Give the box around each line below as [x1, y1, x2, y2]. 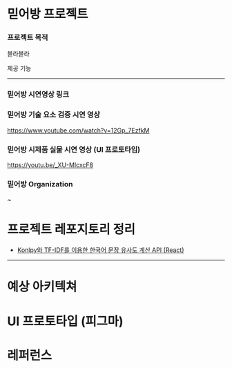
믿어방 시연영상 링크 [7, 90, 70, 99]
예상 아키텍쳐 [7, 279, 77, 295]
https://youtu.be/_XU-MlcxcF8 [7, 161, 94, 169]
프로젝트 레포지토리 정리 [7, 222, 136, 238]
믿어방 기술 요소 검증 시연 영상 [7, 110, 101, 119]
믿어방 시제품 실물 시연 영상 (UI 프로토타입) [7, 144, 141, 154]
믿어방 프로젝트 [7, 6, 88, 22]
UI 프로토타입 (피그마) [7, 313, 124, 329]
